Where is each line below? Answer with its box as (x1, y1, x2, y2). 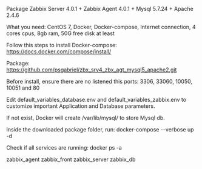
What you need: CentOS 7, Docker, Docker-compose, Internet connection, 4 (6, 24, 196, 30)
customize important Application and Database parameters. (6, 102, 155, 110)
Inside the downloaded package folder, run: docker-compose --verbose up (6, 126, 194, 133)
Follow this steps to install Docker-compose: (6, 42, 117, 48)
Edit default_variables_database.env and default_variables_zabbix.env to (6, 96, 187, 103)
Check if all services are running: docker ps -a (6, 144, 123, 151)
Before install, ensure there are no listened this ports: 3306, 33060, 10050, (6, 78, 193, 85)
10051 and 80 (6, 84, 40, 91)
